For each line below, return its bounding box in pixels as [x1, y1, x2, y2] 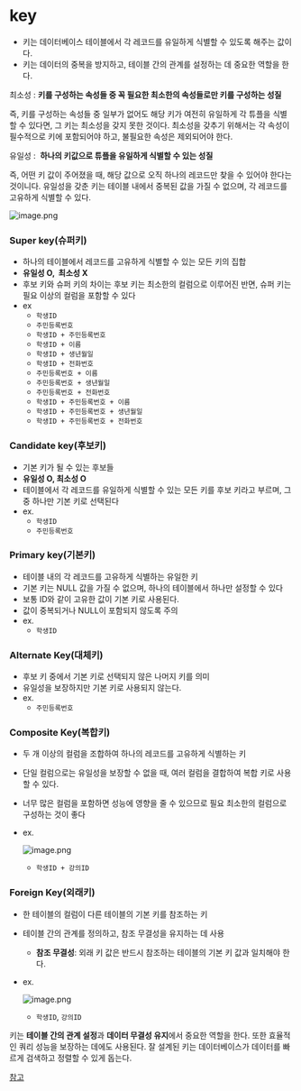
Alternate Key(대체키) [9, 648, 104, 661]
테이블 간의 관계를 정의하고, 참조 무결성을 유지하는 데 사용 [22, 928, 225, 939]
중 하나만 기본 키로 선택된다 [22, 495, 120, 506]
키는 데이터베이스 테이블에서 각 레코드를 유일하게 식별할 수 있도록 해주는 [22, 36, 276, 47]
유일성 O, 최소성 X [22, 268, 88, 279]
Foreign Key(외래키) [9, 886, 96, 899]
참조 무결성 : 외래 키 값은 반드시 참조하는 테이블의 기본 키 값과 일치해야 [35, 947, 281, 958]
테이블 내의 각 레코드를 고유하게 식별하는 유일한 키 [22, 571, 198, 582]
